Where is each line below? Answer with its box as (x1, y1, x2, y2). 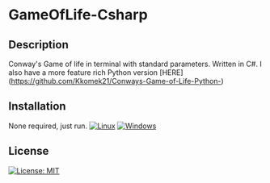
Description (8, 38, 69, 52)
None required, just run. (8, 121, 87, 131)
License (8, 144, 49, 158)
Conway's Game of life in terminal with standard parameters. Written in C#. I (8, 59, 263, 69)
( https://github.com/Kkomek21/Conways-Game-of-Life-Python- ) (8, 77, 224, 85)
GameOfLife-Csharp (8, 6, 148, 24)
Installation (8, 99, 66, 114)
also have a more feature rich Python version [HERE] (8, 68, 184, 77)
